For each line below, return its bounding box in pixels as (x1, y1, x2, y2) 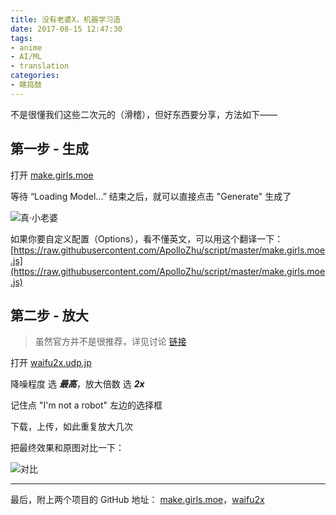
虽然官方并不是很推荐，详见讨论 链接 (34, 336, 187, 348)
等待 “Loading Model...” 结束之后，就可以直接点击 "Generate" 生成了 (10, 190, 292, 202)
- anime (10, 42, 43, 53)
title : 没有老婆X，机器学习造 (10, 14, 122, 25)
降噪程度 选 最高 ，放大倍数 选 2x (10, 378, 145, 390)
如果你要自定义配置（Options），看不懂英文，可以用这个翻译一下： (10, 232, 284, 245)
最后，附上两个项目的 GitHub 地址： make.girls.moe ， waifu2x (10, 494, 265, 506)
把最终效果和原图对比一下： (10, 442, 125, 454)
